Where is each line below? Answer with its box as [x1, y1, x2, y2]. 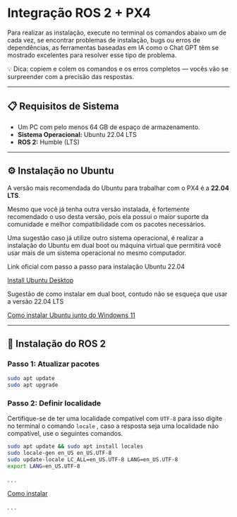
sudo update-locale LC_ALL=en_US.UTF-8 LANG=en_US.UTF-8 [7, 456, 178, 463]
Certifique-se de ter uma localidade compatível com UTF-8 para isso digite [7, 415, 223, 423]
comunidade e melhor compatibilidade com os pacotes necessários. [7, 220, 206, 228]
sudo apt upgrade [7, 381, 59, 389]
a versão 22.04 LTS [7, 297, 64, 305]
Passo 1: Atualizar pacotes [7, 359, 100, 369]
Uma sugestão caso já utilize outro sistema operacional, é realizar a [7, 233, 204, 242]
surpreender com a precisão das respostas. [7, 72, 135, 81]
